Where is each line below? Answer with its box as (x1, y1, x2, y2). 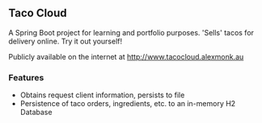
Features (8, 72, 44, 83)
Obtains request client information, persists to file (19, 90, 185, 100)
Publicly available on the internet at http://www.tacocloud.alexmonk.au (8, 51, 244, 61)
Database (19, 108, 53, 117)
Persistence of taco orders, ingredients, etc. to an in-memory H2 (19, 99, 236, 109)
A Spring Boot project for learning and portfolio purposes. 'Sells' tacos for (8, 27, 255, 37)
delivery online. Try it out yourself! (8, 36, 123, 46)
